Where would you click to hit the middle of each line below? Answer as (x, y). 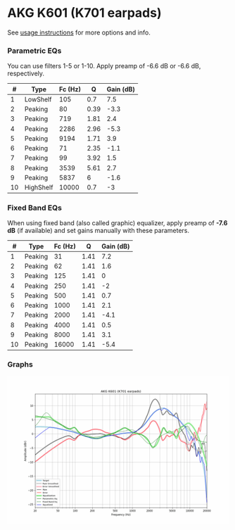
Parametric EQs (34, 51)
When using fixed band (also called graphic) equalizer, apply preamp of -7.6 (118, 223)
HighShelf (39, 187)
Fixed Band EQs (34, 208)
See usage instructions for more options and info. (79, 32)
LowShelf (38, 99)
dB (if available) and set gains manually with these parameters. (99, 231)
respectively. (26, 74)
